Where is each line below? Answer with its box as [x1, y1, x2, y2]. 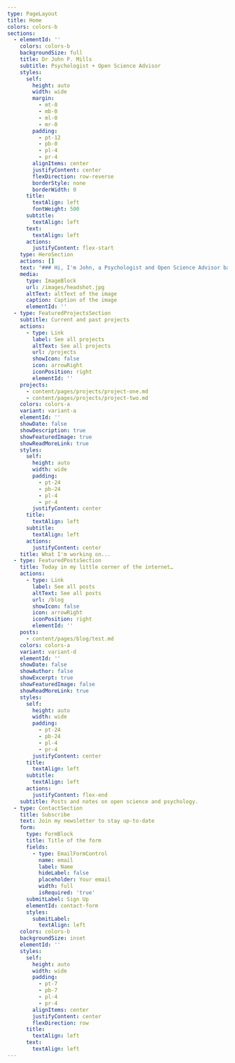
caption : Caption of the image [25, 297, 117, 304]
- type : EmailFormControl [32, 850, 108, 857]
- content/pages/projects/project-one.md [25, 388, 149, 395]
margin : [32, 95, 55, 102]
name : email [38, 856, 73, 863]
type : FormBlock [25, 831, 73, 838]
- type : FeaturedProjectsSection [13, 310, 111, 317]
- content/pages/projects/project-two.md [25, 394, 149, 401]
